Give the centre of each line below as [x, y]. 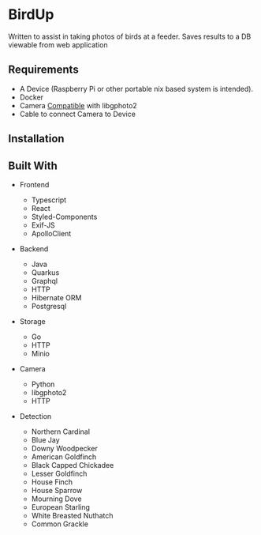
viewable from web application [58, 44]
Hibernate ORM [56, 297]
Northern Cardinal [61, 431]
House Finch [52, 482]
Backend [34, 249]
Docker [32, 97]
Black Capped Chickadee [73, 465]
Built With [33, 166]
